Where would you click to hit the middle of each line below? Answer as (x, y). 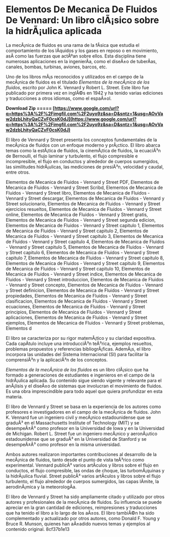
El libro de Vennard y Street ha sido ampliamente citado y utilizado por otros (85, 496)
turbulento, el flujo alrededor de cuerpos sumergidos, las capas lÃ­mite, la (82, 481)
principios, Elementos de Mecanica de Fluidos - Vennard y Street (74, 312)
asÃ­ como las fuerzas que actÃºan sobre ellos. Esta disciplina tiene (76, 56)
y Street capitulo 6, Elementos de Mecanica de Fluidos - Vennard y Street (82, 252)
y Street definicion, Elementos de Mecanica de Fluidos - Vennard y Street (82, 290)
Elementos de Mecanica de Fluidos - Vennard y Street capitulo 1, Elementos (85, 225)
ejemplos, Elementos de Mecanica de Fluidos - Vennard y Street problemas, (85, 323)
